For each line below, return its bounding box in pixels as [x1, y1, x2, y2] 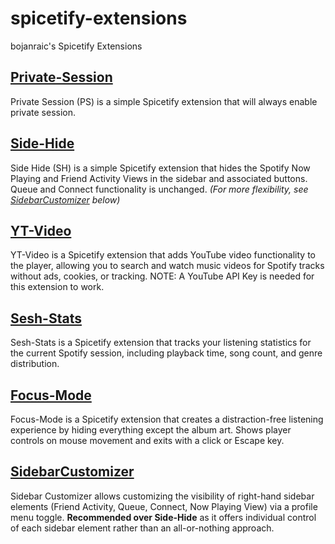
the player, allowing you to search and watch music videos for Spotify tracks [10, 260, 325, 272]
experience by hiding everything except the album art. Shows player [10, 424, 292, 436]
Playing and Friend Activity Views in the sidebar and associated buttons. [10, 172, 308, 184]
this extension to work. [10, 281, 105, 293]
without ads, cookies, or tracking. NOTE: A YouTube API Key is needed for [10, 270, 315, 282]
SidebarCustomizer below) [10, 193, 121, 206]
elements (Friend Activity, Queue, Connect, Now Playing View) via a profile [10, 500, 318, 512]
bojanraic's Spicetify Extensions [10, 40, 143, 52]
